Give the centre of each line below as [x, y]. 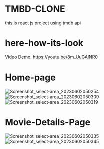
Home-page [30, 77]
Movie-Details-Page [48, 122]
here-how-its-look [44, 43]
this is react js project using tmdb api [43, 23]
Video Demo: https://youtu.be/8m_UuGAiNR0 [52, 57]
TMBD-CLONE [35, 9]
